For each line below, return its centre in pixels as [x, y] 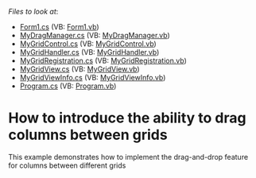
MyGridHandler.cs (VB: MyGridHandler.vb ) [89, 52]
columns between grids [88, 135]
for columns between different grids [67, 165]
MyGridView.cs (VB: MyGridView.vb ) [80, 69]
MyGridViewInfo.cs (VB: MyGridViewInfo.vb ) [93, 77]
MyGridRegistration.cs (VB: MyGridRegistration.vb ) [103, 60]
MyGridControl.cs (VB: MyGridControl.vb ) [88, 44]
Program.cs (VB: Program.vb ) [68, 86]
